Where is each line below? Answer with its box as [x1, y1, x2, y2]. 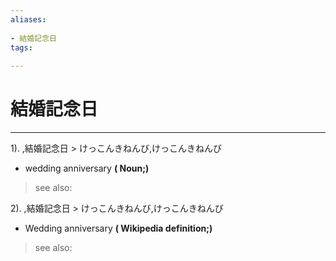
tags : [10, 42, 33, 53]
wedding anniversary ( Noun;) [24, 162, 150, 175]
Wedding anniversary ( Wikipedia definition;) [24, 222, 213, 235]
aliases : [10, 14, 47, 25]
